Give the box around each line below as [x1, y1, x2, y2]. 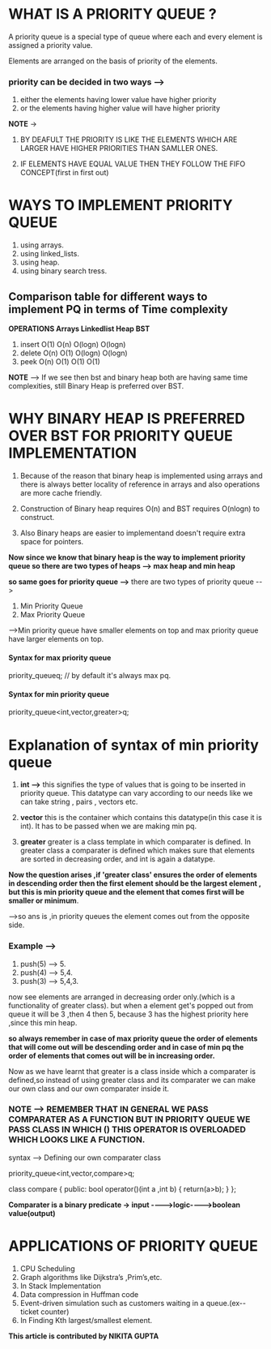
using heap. [19, 257, 60, 268]
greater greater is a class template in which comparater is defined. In [19, 837, 252, 847]
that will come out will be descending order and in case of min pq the [8, 1042, 244, 1051]
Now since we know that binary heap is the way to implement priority [8, 552, 246, 562]
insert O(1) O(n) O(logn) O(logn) [19, 339, 126, 349]
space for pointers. [19, 536, 84, 546]
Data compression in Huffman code [19, 1289, 139, 1299]
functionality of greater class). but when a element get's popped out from [8, 1000, 253, 1010]
